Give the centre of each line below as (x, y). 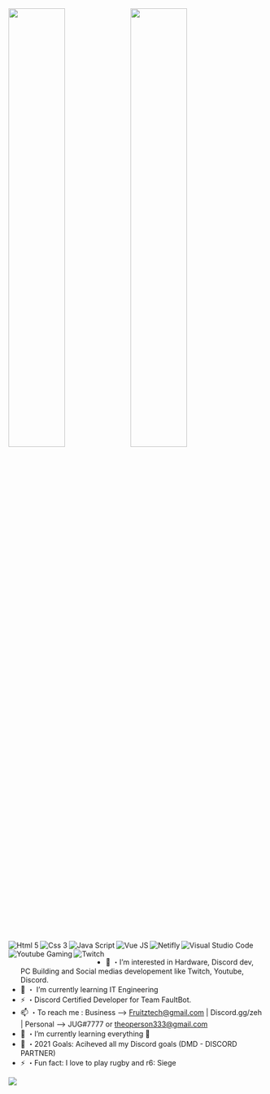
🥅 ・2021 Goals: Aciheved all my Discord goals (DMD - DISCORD (128, 1044)
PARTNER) (38, 1053)
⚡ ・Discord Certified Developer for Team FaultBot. (106, 1000)
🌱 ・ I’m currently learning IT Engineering (89, 989)
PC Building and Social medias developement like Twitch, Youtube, (132, 971)
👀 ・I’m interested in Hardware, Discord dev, (180, 962)
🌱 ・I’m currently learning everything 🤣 (85, 1034)
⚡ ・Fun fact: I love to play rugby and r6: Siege (98, 1063)
